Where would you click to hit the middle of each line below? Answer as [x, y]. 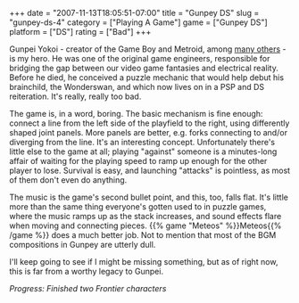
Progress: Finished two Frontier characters [88, 288]
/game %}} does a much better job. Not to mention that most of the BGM [143, 235]
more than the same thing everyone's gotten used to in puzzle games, [138, 207]
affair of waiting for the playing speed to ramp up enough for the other [138, 161]
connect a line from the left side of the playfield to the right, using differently [149, 123]
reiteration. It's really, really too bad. [75, 96]
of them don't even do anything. [68, 180]
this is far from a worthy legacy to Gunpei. [86, 271]
